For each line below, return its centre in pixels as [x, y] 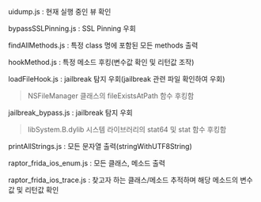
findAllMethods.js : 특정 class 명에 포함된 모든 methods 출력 [103, 45]
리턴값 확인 [42, 190]
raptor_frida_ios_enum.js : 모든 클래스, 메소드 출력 [87, 163]
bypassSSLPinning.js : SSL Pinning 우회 [72, 29]
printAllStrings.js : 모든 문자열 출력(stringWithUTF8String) [100, 146]
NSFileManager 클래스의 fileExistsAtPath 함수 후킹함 [111, 96]
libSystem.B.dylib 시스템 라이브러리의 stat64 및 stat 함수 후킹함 [127, 130]
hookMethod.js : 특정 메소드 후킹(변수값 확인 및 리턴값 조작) [101, 62]
